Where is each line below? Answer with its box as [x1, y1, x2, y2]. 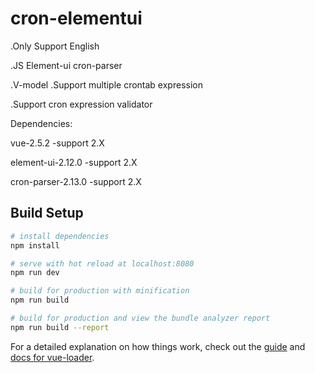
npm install [10, 240, 60, 251]
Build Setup [10, 205, 84, 222]
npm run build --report [10, 322, 110, 332]
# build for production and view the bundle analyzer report [10, 313, 271, 323]
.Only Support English [10, 40, 100, 52]
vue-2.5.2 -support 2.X [10, 137, 105, 149]
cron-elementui [10, 7, 143, 30]
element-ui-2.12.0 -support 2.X [10, 156, 138, 168]
